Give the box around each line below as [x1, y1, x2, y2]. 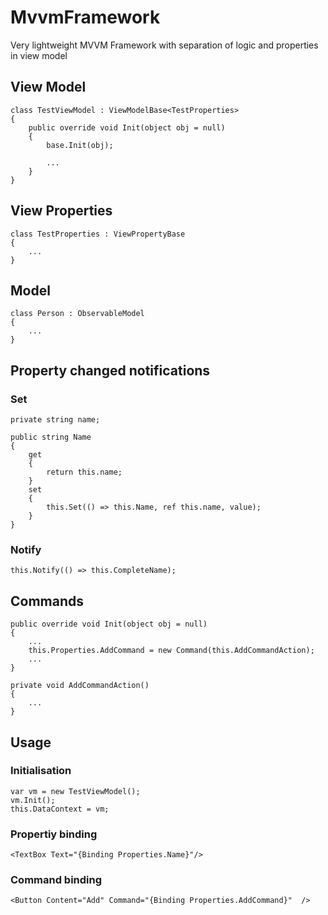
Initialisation [10, 764, 72, 778]
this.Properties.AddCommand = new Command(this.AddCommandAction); [28, 646, 315, 656]
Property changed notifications [10, 362, 211, 379]
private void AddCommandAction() [10, 681, 150, 691]
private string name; [10, 415, 101, 425]
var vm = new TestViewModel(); [10, 786, 141, 796]
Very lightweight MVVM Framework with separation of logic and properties [10, 39, 319, 51]
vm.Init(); [10, 795, 56, 805]
